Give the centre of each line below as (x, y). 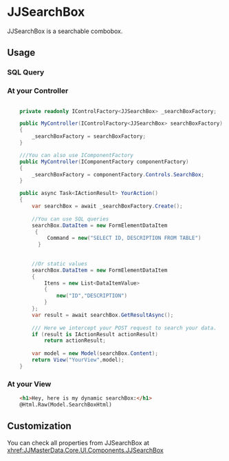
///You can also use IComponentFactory (77, 155)
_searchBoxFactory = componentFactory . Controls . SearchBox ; (118, 174)
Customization (40, 426)
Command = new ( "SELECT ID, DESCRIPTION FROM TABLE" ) (124, 238)
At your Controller (38, 91)
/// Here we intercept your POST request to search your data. (124, 328)
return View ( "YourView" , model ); (78, 360)
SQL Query (26, 72)
